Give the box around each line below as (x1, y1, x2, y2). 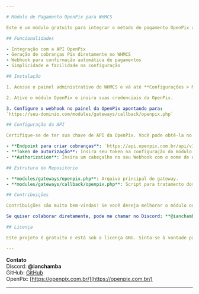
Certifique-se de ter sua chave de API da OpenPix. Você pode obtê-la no (6, 132, 192, 138)
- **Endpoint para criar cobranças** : (6, 143, 102, 149)
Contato (6, 256, 27, 263)
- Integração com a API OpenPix (6, 46, 86, 52)
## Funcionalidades (6, 35, 54, 42)
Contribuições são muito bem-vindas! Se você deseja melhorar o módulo (6, 203, 187, 208)
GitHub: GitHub (6, 268, 43, 276)
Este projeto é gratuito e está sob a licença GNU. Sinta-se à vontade (6, 235, 187, 241)
